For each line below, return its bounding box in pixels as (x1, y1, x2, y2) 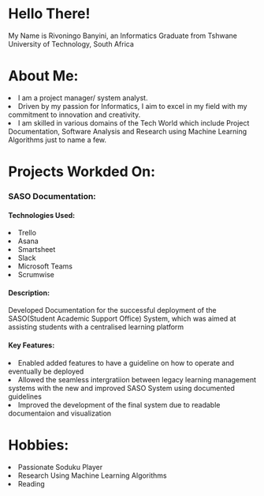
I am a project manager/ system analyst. (18, 92, 148, 103)
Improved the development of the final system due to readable (18, 400, 221, 409)
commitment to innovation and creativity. (8, 110, 141, 119)
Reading (18, 479, 45, 488)
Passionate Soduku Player (18, 462, 103, 472)
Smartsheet (18, 245, 56, 254)
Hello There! (8, 5, 91, 23)
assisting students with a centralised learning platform (8, 322, 184, 332)
